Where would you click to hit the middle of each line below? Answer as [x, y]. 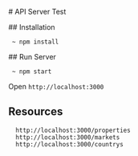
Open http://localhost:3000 [56, 86]
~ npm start [32, 72]
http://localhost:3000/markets [68, 137]
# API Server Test [37, 12]
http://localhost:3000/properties [73, 130]
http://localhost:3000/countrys [70, 144]
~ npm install [35, 42]
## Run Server [32, 57]
